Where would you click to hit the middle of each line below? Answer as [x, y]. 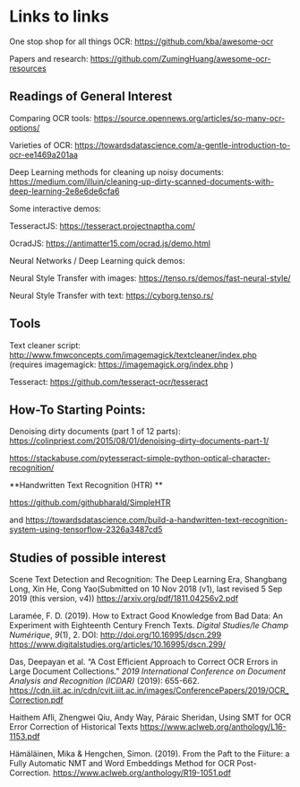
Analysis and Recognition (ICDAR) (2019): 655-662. [104, 681]
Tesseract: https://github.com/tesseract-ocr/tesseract [109, 381]
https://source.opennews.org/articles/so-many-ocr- [189, 118]
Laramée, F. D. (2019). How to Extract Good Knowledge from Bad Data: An [146, 616]
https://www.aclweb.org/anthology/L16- [213, 727]
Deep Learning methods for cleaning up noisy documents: [116, 171]
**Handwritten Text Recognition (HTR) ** [86, 485]
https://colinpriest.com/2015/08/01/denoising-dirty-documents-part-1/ [139, 441]
